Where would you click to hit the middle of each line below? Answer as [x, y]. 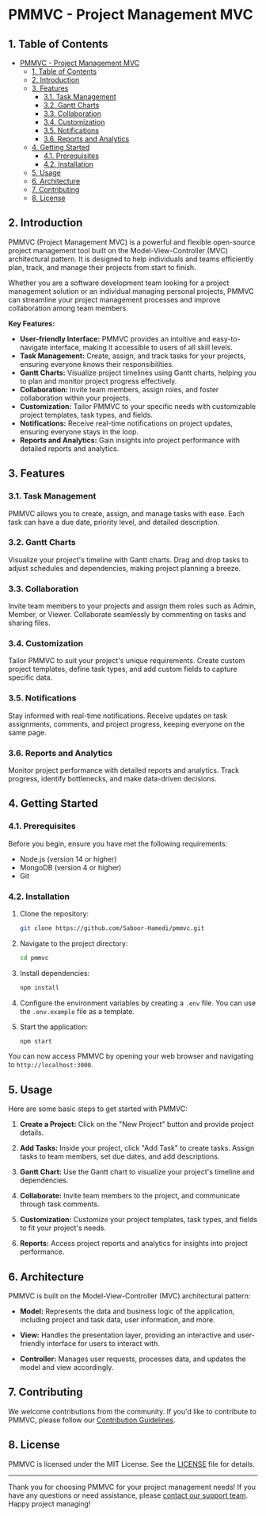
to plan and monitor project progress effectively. [98, 381]
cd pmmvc [34, 958]
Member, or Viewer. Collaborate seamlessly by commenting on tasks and [127, 615]
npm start [36, 1041]
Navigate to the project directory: [74, 943]
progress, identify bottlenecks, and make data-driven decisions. [112, 778]
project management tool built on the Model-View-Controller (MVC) [118, 250]
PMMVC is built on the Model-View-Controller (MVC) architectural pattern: [129, 1296]
